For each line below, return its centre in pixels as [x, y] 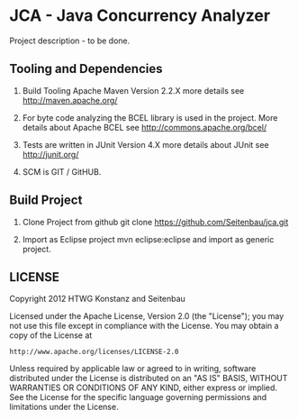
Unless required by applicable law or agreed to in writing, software [133, 369]
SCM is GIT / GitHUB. [62, 171]
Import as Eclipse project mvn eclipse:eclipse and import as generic [148, 239]
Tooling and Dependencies [86, 69]
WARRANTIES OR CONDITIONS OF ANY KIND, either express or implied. [143, 387]
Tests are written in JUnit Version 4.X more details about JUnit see [145, 144]
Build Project [46, 200]
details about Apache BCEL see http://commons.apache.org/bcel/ [144, 127]
